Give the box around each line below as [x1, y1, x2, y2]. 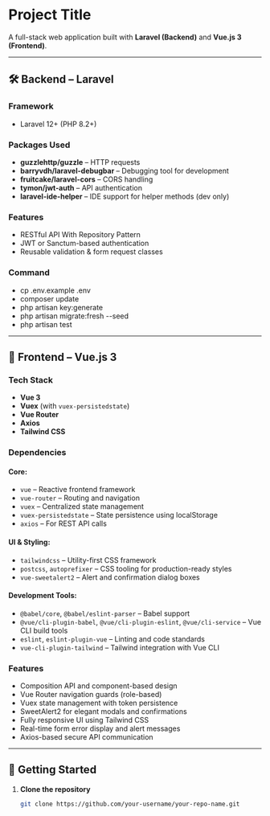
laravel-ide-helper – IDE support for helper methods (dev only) [19, 191, 230, 201]
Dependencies [8, 447, 67, 458]
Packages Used [8, 139, 71, 150]
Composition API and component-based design [19, 681, 178, 691]
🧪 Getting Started [8, 763, 97, 777]
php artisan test [19, 319, 72, 329]
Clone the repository [19, 784, 91, 793]
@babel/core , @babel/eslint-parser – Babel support [19, 609, 190, 618]
